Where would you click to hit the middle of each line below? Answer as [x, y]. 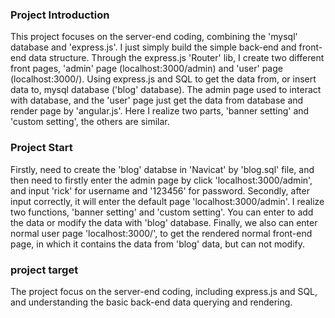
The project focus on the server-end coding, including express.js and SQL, [164, 291]
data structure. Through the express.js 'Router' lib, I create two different [176, 58]
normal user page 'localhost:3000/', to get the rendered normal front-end [161, 233]
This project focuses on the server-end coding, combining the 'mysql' [154, 37]
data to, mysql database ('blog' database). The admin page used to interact [166, 90]
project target [44, 270]
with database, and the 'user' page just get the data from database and [157, 100]
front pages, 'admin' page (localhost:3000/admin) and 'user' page [146, 69]
